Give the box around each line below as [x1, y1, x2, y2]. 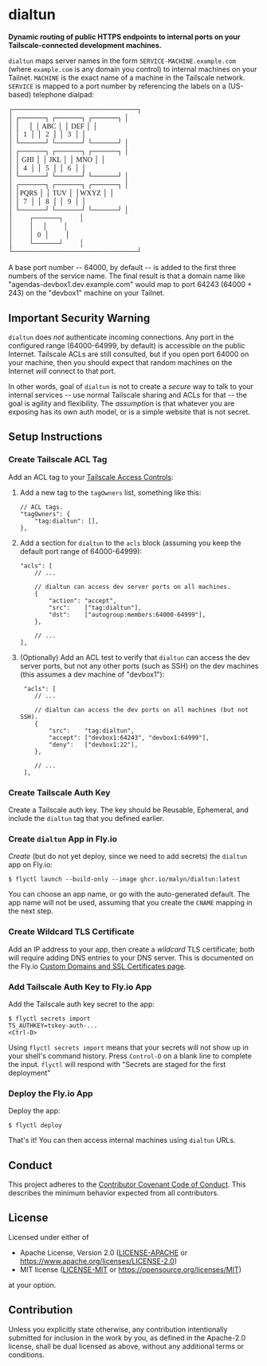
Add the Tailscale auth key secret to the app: [8, 999, 155, 1009]
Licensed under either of [8, 1232, 89, 1242]
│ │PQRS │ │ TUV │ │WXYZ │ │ [8, 189, 115, 197]
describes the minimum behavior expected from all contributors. [8, 1188, 219, 1198]
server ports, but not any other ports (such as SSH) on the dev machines [19, 661, 259, 670]
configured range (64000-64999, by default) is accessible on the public [8, 341, 245, 351]
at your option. [8, 1280, 57, 1289]
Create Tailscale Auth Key [8, 787, 111, 798]
